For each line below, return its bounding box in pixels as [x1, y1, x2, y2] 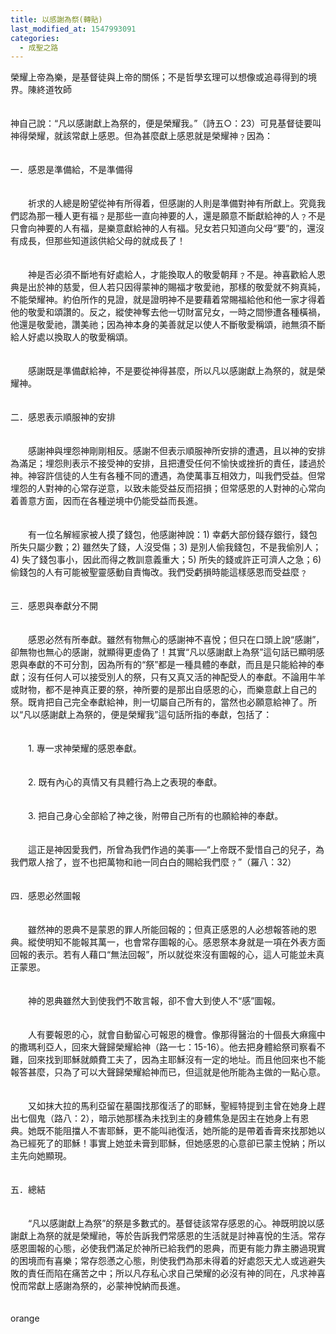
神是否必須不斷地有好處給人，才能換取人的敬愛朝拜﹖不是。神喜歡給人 [27, 269, 317, 281]
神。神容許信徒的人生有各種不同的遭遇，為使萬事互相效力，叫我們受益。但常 [10, 470, 326, 482]
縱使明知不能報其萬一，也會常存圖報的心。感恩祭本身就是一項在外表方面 [27, 936, 326, 948]
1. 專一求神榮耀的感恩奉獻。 [27, 742, 142, 755]
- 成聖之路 [19, 42, 59, 53]
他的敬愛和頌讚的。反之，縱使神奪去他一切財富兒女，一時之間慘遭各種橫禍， [10, 306, 326, 318]
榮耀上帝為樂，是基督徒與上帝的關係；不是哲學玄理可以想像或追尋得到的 [10, 71, 308, 83]
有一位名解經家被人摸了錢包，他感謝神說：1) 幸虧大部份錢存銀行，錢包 [27, 529, 318, 541]
